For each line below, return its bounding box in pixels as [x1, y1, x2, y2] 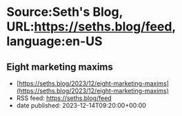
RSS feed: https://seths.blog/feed [16, 94, 112, 102]
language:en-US [6, 34, 103, 49]
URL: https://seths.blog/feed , [6, 19, 176, 35]
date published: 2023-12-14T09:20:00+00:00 [16, 101, 146, 109]
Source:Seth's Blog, [6, 4, 123, 20]
